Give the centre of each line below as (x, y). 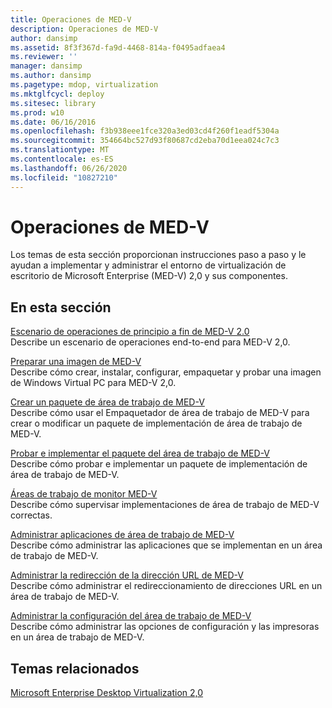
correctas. (31, 515)
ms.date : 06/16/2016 (53, 122)
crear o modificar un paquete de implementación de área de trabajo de (156, 423)
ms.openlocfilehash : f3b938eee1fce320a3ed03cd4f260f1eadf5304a (145, 131)
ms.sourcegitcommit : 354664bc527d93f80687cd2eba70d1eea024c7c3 (145, 141)
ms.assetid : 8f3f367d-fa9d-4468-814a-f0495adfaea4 (118, 47)
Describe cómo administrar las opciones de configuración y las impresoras (165, 627)
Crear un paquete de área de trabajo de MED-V (107, 402)
